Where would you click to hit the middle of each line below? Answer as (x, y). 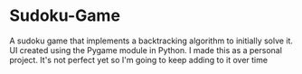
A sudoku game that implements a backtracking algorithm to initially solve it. (151, 41)
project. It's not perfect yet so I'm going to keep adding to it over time (139, 60)
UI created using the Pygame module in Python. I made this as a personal (146, 50)
